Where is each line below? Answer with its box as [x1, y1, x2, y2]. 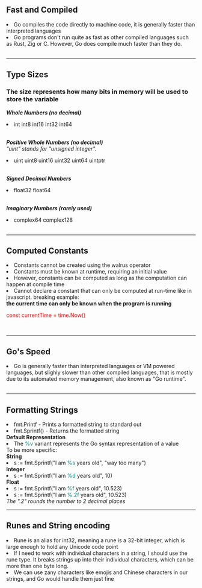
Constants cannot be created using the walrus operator [14, 261, 151, 269]
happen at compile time [6, 281, 65, 288]
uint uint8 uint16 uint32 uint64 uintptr [14, 157, 106, 164]
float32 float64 [14, 186, 51, 193]
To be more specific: [6, 446, 57, 454]
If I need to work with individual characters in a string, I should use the [14, 549, 188, 557]
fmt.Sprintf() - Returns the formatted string [14, 427, 120, 434]
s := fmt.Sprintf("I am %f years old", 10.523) [14, 484, 122, 492]
